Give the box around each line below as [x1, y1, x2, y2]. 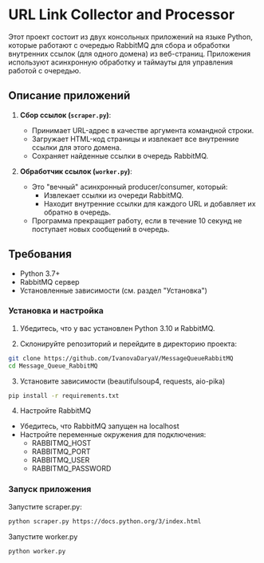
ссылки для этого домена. [31, 142, 122, 152]
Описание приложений [8, 89, 131, 103]
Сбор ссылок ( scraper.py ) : [19, 110, 112, 120]
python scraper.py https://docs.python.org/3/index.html [8, 517, 202, 526]
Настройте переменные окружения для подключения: [19, 430, 207, 439]
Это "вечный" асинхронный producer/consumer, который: [31, 182, 228, 191]
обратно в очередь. [43, 207, 112, 217]
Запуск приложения [8, 484, 92, 495]
